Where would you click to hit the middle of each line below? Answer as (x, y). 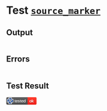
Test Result (27, 86)
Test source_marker (53, 10)
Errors (18, 59)
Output (19, 33)
